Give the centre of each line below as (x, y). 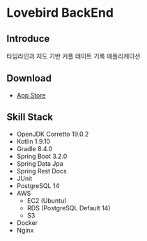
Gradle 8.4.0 (34, 148)
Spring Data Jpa (40, 163)
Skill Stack (30, 117)
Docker (27, 223)
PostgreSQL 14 (38, 185)
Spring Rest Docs (41, 171)
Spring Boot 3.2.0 (42, 156)
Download (29, 78)
